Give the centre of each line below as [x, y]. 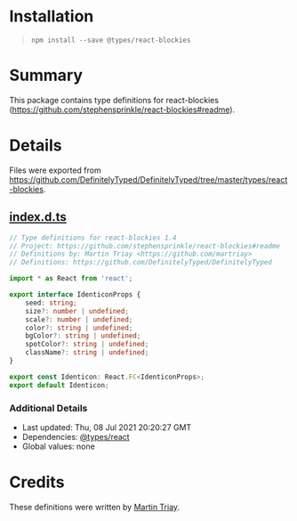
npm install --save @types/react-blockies [111, 40]
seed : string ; [51, 303]
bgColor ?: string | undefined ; [83, 336]
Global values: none [58, 446]
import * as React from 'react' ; [71, 279]
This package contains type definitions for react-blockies [114, 100]
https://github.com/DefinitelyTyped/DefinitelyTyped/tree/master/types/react [148, 179]
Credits [37, 482]
